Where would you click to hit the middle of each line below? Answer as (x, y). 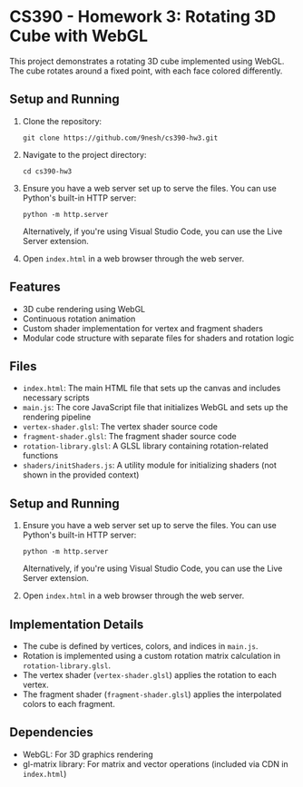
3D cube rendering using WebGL (84, 309)
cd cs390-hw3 (47, 171)
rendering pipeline (57, 417)
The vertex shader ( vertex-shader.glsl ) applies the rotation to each (149, 675)
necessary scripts (56, 398)
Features (35, 287)
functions (40, 456)
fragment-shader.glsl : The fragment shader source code (130, 437)
